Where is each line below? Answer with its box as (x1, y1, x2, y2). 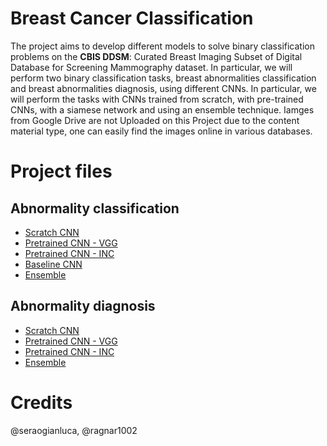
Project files (10, 160, 113, 183)
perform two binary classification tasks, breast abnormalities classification (10, 72, 317, 84)
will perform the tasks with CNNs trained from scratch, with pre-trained (10, 93, 304, 105)
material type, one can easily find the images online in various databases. (10, 125, 313, 137)
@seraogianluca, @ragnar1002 (10, 424, 138, 436)
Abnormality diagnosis (10, 298, 156, 315)
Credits (10, 391, 73, 414)
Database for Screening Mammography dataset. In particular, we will (10, 61, 293, 73)
